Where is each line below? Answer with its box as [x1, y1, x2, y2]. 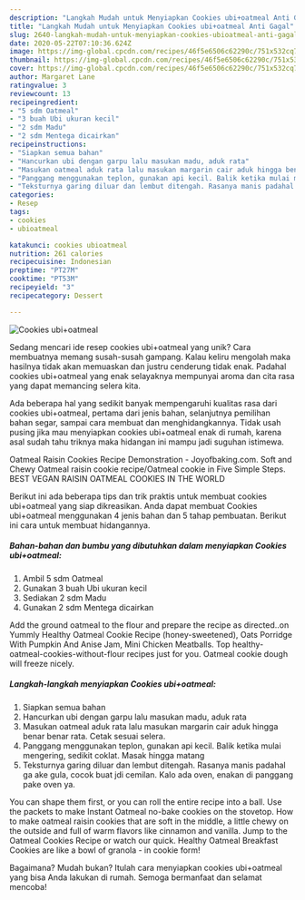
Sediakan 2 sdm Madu [22, 592, 107, 603]
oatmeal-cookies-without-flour [9, 648, 125, 659]
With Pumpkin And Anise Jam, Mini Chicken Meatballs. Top [9, 639, 231, 650]
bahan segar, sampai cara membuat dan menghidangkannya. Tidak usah [9, 416, 281, 427]
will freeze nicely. [9, 658, 75, 669]
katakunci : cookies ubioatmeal [9, 240, 128, 249]
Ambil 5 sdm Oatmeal [22, 572, 103, 583]
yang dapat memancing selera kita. [9, 380, 141, 391]
